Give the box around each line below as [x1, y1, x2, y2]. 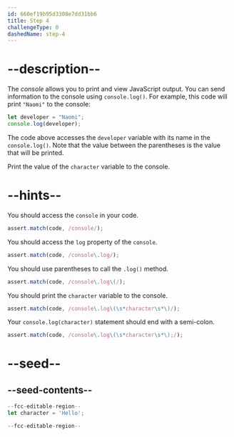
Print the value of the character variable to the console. [7, 162, 170, 171]
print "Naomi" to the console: [7, 100, 91, 109]
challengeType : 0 [7, 24, 59, 31]
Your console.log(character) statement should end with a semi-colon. [7, 318, 215, 326]
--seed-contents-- [7, 383, 93, 396]
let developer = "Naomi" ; [7, 114, 84, 121]
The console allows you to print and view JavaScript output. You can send [7, 85, 225, 94]
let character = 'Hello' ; [7, 410, 84, 417]
